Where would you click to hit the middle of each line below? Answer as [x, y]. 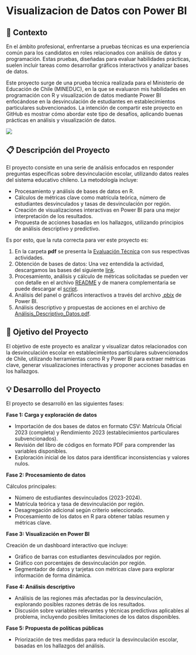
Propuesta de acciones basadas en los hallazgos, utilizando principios [99, 222]
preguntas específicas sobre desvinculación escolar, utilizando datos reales [97, 174]
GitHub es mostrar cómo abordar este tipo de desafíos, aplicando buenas [94, 114]
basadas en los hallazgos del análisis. [60, 646]
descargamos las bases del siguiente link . [65, 270]
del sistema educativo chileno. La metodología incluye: [72, 179]
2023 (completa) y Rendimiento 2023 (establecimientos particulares [97, 433]
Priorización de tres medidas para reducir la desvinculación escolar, [96, 640]
